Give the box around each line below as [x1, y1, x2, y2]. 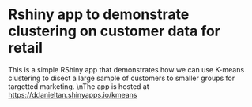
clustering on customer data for [8, 22, 221, 40]
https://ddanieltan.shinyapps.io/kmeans [8, 90, 137, 99]
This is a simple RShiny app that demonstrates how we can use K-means [8, 65, 245, 74]
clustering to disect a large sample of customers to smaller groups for [8, 73, 235, 83]
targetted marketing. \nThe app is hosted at [8, 81, 149, 91]
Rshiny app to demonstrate [8, 6, 190, 24]
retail [8, 39, 43, 57]
